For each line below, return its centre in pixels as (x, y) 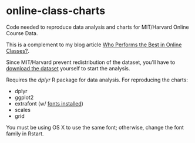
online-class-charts (56, 11)
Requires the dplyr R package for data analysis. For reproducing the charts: (97, 80)
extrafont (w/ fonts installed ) (49, 103)
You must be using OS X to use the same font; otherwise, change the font (95, 127)
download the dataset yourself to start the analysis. (68, 68)
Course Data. (22, 33)
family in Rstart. (25, 134)
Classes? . (18, 50)
